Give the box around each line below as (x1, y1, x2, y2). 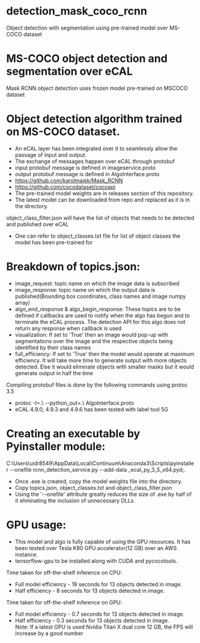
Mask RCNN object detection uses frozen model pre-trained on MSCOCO (6, 84, 188, 92)
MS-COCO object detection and (6, 52, 168, 66)
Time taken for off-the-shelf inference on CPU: (6, 569, 122, 576)
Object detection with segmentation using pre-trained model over (6, 24, 168, 31)
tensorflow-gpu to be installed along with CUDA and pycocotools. (14, 557, 178, 565)
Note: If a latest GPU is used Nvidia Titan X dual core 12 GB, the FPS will (14, 623, 193, 630)
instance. (14, 551, 38, 558)
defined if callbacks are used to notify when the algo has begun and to (14, 312, 190, 319)
